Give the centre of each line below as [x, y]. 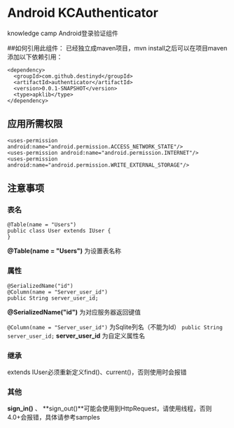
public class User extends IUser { [59, 231]
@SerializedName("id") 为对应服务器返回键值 [74, 312]
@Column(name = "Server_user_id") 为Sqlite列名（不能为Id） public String [115, 326]
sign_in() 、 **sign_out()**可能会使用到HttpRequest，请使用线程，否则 [110, 408]
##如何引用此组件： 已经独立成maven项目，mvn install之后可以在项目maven [117, 48]
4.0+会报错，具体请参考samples [54, 417]
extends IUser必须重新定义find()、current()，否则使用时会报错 [97, 372]
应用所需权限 [35, 124]
